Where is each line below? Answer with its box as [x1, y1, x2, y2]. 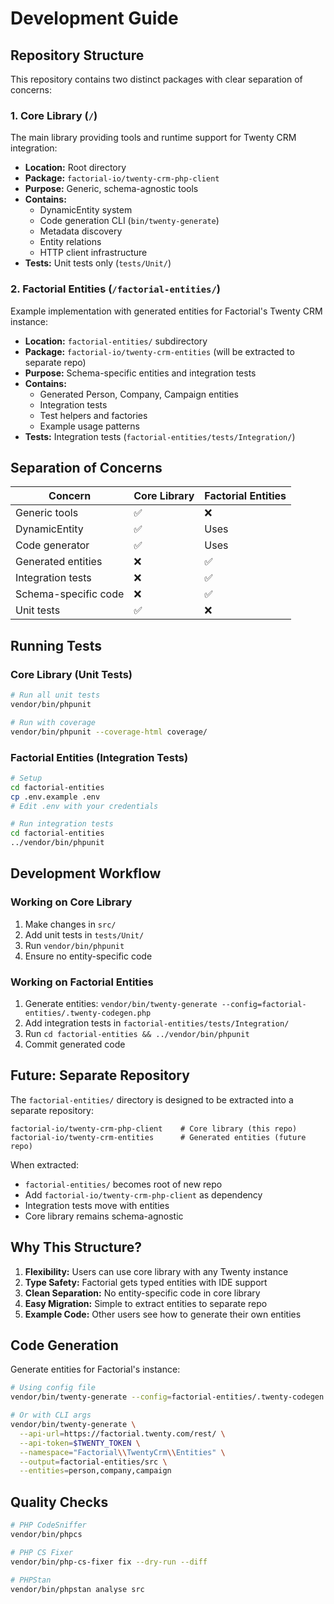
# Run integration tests [10, 819, 114, 829]
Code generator [15, 538, 90, 552]
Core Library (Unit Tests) [10, 667, 133, 681]
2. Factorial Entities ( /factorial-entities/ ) [10, 282, 221, 296]
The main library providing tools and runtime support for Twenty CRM [10, 132, 297, 144]
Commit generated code [24, 1038, 126, 1050]
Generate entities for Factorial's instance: [10, 1363, 181, 1376]
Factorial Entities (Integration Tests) [10, 750, 189, 764]
